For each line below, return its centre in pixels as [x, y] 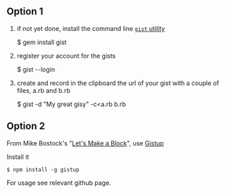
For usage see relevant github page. [59, 183]
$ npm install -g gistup [43, 169]
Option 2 [26, 126]
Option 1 [25, 12]
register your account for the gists [66, 56]
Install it [18, 157]
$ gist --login [36, 69]
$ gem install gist [42, 42]
